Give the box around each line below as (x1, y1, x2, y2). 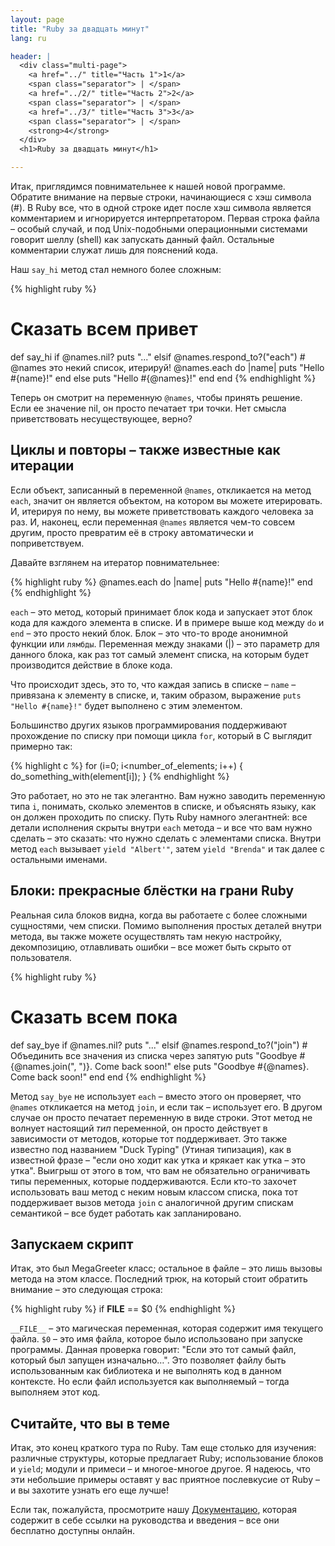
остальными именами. (10, 853, 108, 865)
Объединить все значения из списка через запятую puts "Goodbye (10, 1049, 298, 1061)
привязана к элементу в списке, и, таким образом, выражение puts (10, 689, 302, 701)
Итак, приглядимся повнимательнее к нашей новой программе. (10, 181, 286, 192)
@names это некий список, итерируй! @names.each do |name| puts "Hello (10, 361, 325, 373)
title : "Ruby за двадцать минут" (10, 24, 150, 34)
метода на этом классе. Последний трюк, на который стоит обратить (10, 1273, 308, 1285)
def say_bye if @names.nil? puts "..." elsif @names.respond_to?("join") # (10, 1039, 308, 1051)
